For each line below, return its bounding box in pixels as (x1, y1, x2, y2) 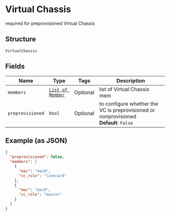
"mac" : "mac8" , (18, 168, 51, 174)
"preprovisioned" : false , (10, 154, 65, 160)
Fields (5, 62, 25, 71)
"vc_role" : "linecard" (18, 173, 67, 178)
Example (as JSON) (5, 136, 67, 145)
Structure (5, 35, 36, 44)
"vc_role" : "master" (18, 192, 62, 197)
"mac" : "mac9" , (18, 187, 51, 193)
